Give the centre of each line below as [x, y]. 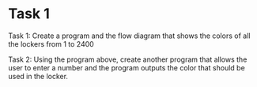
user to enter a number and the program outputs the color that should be [127, 67]
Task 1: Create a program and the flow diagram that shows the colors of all [129, 36]
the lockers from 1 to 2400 [51, 43]
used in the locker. [38, 76]
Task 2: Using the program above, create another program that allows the [128, 59]
